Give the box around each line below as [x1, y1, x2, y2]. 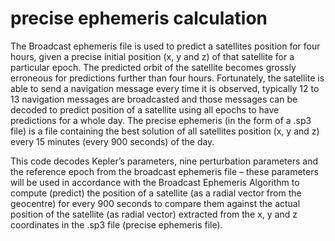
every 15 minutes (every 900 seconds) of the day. [10, 135, 215, 147]
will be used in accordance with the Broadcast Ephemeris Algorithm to [10, 176, 300, 188]
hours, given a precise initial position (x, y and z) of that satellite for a [10, 50, 295, 62]
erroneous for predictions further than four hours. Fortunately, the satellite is [10, 72, 325, 84]
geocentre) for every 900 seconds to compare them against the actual [10, 197, 301, 209]
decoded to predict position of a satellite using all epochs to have [10, 103, 280, 116]
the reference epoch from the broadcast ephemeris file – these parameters [10, 165, 319, 177]
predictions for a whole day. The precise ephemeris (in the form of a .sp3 [10, 114, 312, 126]
